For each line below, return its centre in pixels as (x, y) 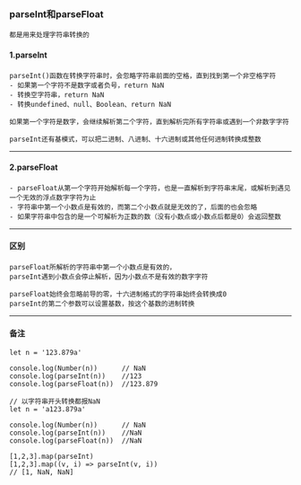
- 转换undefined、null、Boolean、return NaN (90, 104)
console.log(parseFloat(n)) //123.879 (84, 384)
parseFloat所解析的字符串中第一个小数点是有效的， (93, 267)
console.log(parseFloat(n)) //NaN (76, 441)
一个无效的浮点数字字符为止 (53, 198)
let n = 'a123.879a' (48, 410)
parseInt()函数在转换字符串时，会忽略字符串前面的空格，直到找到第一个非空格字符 (142, 75)
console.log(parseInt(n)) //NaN (76, 433)
